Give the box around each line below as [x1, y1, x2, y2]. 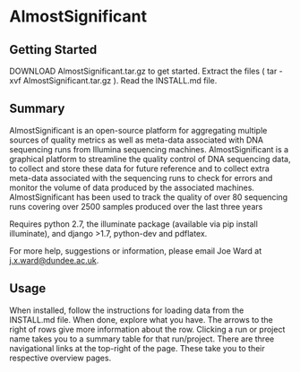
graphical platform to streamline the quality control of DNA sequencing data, [9, 153, 291, 164]
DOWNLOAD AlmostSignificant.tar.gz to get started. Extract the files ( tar [9, 65, 278, 76]
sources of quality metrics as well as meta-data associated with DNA [9, 134, 264, 145]
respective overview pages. [9, 352, 112, 363]
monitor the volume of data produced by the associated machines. [9, 182, 255, 193]
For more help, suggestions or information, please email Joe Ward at [9, 245, 262, 256]
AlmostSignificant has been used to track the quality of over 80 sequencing [9, 191, 288, 203]
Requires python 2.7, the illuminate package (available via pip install [9, 218, 258, 229]
